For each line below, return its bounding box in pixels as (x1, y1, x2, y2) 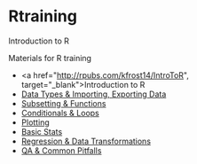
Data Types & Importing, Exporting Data (20, 89, 167, 99)
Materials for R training (8, 52, 92, 63)
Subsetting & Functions (20, 98, 106, 108)
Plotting (20, 117, 50, 128)
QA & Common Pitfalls (20, 144, 102, 156)
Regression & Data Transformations (20, 136, 152, 146)
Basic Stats (20, 126, 63, 137)
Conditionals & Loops (20, 107, 99, 118)
